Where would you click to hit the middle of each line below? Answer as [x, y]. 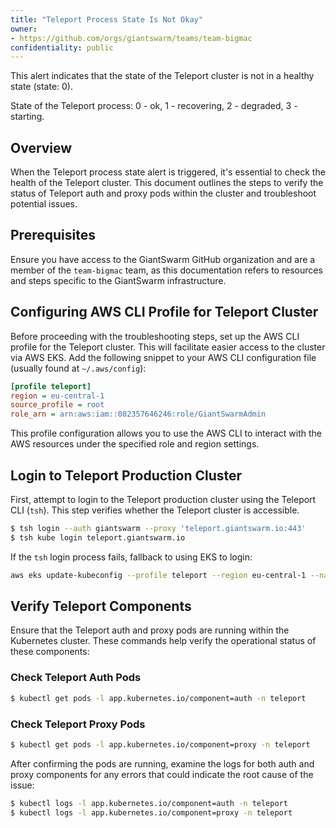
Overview [41, 147]
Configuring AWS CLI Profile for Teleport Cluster [164, 312]
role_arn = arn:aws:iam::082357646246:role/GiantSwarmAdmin [138, 414]
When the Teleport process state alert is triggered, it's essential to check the [168, 172]
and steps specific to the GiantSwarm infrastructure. [118, 280]
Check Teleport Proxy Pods [78, 724]
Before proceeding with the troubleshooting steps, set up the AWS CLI [155, 336]
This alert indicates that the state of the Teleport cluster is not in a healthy [162, 76]
